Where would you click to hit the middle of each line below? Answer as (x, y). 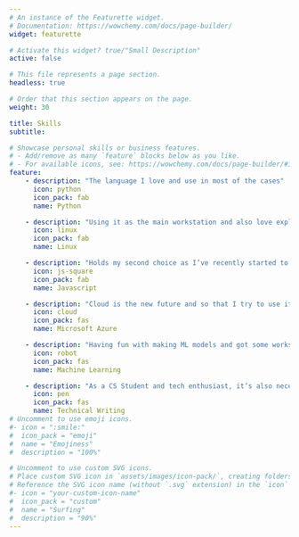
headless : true (37, 83)
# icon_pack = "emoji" (53, 435)
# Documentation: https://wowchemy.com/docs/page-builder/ (121, 26)
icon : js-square (63, 271)
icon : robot (55, 353)
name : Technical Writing (79, 411)
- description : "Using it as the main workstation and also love (149, 222)
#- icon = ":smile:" (48, 427)
